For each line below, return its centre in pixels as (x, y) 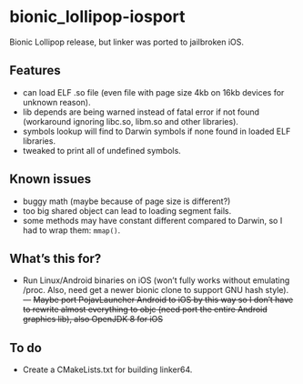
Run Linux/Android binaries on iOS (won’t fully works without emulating (156, 280)
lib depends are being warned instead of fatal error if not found (141, 112)
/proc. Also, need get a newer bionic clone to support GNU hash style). (156, 290)
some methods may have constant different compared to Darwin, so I (152, 220)
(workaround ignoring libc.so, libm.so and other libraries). (131, 121)
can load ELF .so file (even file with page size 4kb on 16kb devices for (153, 92)
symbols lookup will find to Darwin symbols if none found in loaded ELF (157, 131)
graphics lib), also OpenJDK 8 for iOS (93, 319)
